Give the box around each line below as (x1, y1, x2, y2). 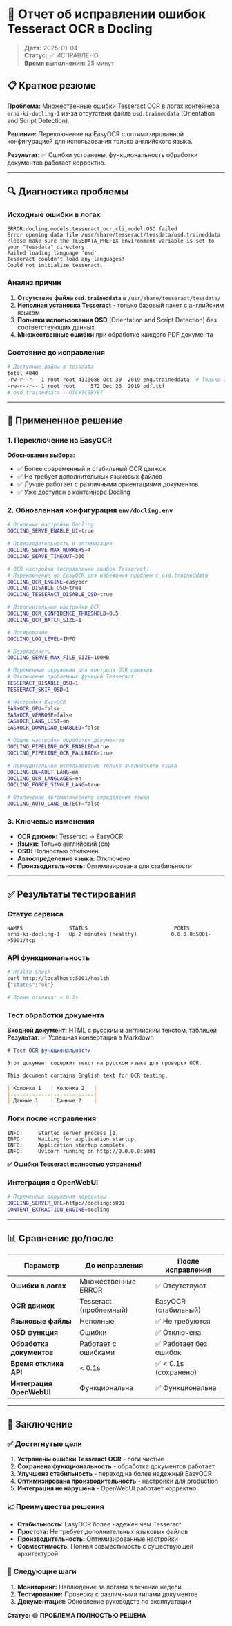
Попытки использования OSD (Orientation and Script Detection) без (17, 315, 217, 324)
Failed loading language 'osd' (7, 250, 97, 257)
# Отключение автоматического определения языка (7, 794, 150, 801)
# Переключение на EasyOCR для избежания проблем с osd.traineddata (7, 572, 209, 579)
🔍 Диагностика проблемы (7, 186, 129, 198)
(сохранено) (155, 1367, 197, 1377)
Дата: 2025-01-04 (23, 44, 78, 52)
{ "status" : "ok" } (7, 981, 54, 988)
